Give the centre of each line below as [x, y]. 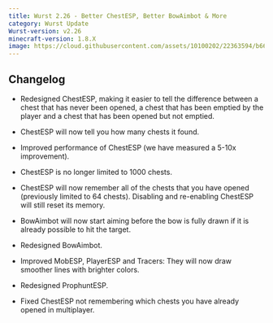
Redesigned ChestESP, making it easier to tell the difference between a [139, 98]
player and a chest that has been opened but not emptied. [117, 116]
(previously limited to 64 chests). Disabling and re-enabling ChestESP [137, 196]
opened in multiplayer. [57, 309]
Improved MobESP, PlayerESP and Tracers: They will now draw [126, 260]
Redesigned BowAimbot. [61, 245]
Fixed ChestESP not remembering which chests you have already [130, 301]
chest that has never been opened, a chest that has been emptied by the [142, 107]
